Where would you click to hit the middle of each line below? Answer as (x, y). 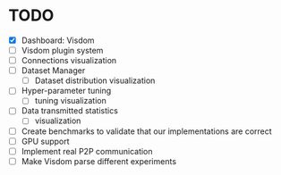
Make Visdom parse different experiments (98, 161)
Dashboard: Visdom (58, 40)
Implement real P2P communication (87, 151)
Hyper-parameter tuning (66, 91)
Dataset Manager (53, 71)
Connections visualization (69, 61)
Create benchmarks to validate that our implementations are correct (146, 131)
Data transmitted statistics (69, 111)
